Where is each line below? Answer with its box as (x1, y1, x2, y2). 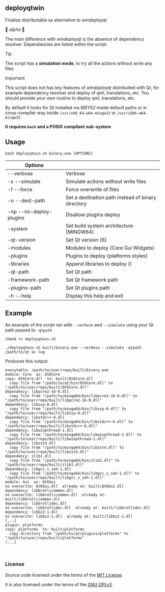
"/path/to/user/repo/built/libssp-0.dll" (5, 411, 91, 416)
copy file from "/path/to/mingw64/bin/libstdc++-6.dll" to (9, 419, 133, 424)
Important (5, 75, 25, 81)
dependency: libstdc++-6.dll (5, 415, 65, 420)
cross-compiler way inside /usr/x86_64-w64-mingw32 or (5, 110, 116, 116)
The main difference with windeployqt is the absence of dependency (5, 36, 144, 42)
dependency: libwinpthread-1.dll (5, 428, 74, 433)
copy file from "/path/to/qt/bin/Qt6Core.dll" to (9, 381, 113, 385)
